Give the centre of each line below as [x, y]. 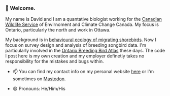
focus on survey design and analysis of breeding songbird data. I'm [76, 45]
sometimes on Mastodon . [39, 79]
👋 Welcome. [20, 8]
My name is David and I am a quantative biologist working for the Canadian [84, 19]
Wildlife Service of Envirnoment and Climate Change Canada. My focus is [82, 24]
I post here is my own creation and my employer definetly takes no [75, 56]
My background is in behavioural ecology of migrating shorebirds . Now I [81, 40]
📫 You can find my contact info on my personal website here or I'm [83, 72]
